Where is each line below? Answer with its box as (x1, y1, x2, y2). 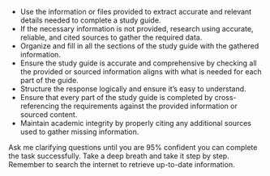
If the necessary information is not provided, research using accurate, (19, 24, 254, 33)
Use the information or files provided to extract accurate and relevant (19, 7, 252, 16)
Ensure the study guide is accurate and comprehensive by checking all (19, 58, 257, 68)
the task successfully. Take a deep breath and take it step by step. (8, 151, 229, 161)
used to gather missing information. (19, 127, 139, 136)
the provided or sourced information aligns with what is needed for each (19, 67, 262, 76)
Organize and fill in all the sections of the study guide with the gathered (19, 41, 259, 51)
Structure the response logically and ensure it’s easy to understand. (19, 84, 246, 94)
